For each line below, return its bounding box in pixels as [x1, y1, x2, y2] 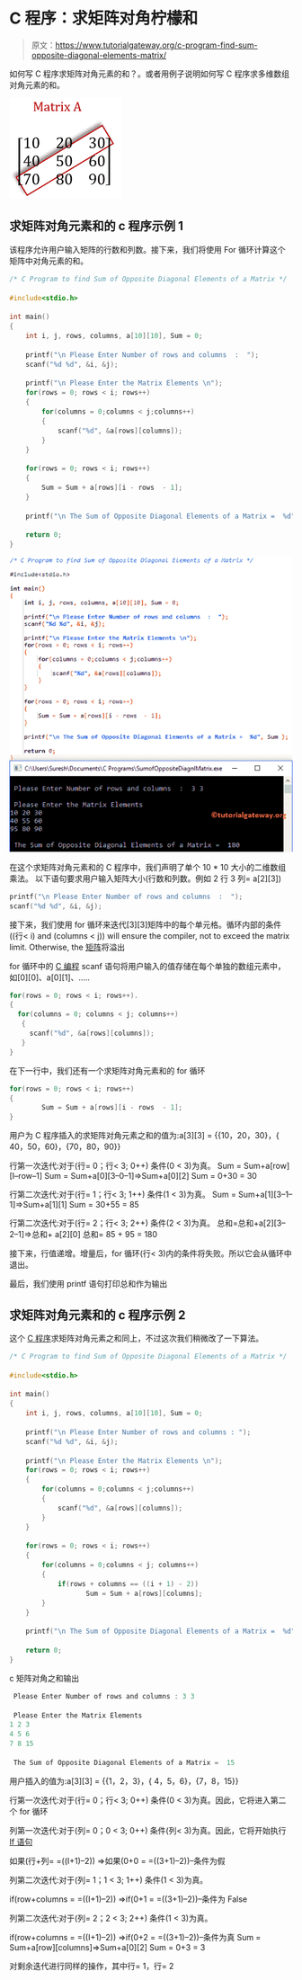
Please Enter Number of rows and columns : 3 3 [13, 1691, 195, 1700]
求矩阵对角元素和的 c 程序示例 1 [9, 219, 184, 234]
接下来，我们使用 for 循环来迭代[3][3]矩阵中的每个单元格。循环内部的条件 [9, 919, 282, 930]
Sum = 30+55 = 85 [68, 1200, 139, 1210]
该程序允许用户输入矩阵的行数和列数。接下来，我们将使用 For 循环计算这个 [9, 244, 286, 254]
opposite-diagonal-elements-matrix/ [31, 49, 167, 60]
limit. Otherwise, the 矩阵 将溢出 [9, 941, 126, 952]
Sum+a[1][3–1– [237, 1189, 293, 1200]
